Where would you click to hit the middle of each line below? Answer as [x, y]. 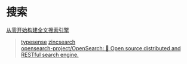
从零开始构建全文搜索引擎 [38, 30]
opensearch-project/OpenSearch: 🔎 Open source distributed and [101, 48]
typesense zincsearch [48, 42]
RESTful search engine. [50, 54]
